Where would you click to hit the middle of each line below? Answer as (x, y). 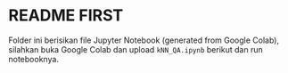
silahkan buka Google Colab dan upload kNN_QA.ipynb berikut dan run (136, 49)
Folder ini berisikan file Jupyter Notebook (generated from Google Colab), (144, 40)
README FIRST (66, 16)
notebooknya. (34, 59)
